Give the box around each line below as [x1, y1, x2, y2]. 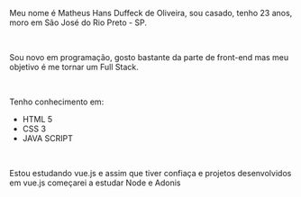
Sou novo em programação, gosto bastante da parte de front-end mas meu [9, 52, 289, 62]
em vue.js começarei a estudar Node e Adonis [9, 177, 182, 188]
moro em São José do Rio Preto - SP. [9, 17, 147, 28]
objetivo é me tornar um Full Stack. [9, 62, 140, 72]
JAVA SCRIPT [22, 133, 74, 143]
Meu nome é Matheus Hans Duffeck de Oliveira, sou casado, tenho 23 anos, [9, 8, 293, 18]
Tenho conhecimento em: [9, 96, 105, 107]
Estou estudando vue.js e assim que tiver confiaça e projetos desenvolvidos [9, 168, 292, 178]
